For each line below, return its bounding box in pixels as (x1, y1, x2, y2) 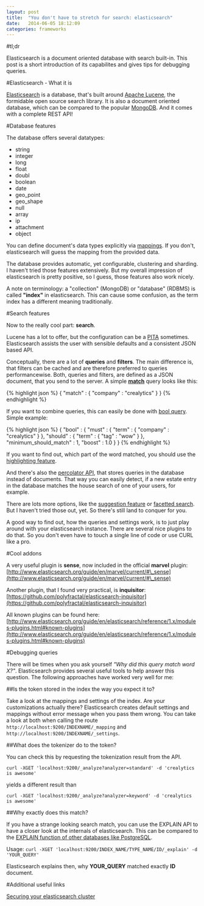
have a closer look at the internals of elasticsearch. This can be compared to (6, 827, 199, 835)
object (15, 230, 32, 238)
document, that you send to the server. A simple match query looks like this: (6, 377, 198, 385)
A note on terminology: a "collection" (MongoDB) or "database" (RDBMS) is (6, 285, 196, 293)
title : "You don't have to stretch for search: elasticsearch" (6, 15, 173, 21)
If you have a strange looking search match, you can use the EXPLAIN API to (6, 821, 199, 828)
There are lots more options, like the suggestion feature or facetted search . (6, 501, 195, 508)
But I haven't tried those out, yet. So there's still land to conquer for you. (6, 507, 187, 514)
